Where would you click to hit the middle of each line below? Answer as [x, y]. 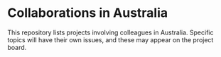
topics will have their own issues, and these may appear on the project [110, 39]
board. [17, 47]
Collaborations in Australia [88, 13]
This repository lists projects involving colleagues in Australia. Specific [110, 32]
